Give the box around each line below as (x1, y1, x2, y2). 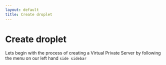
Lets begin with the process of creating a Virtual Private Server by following (5, 50, 161, 56)
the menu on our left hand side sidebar (5, 55, 86, 61)
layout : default (5, 7, 39, 12)
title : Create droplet (5, 12, 52, 17)
